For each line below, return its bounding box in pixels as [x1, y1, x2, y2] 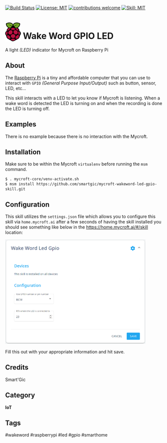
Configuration [5, 200, 50, 208]
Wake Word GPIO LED [22, 30, 114, 42]
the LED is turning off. [5, 105, 50, 111]
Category [5, 391, 35, 399]
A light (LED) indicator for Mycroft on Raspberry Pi [5, 46, 109, 52]
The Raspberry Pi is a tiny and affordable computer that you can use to [5, 74, 151, 80]
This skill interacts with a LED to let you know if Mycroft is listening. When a [5, 95, 161, 101]
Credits [5, 363, 29, 372]
